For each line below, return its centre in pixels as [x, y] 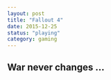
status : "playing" [34, 33]
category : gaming [32, 39]
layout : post [26, 13]
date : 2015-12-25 [32, 26]
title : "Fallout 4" [35, 20]
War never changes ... [56, 67]
